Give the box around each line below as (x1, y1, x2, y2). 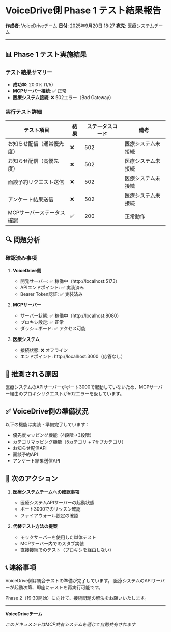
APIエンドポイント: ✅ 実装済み (20, 284, 84, 290)
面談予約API (12, 451, 38, 457)
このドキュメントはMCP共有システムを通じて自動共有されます (5, 621, 136, 627)
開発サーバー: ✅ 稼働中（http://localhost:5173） (20, 278, 120, 284)
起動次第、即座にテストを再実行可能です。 (14, 584, 103, 590)
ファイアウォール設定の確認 (20, 513, 79, 519)
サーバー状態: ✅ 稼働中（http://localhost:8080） (20, 312, 122, 319)
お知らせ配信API (12, 445, 47, 451)
